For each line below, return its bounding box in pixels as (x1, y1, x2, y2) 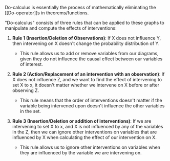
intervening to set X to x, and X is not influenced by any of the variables (12, 124, 163, 129)
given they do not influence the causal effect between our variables (19, 56, 163, 62)
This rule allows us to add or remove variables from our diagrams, (19, 51, 159, 56)
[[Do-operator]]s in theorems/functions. (5, 10, 89, 16)
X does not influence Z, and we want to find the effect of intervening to (12, 77, 162, 82)
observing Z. (12, 87, 39, 94)
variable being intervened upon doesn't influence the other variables (19, 103, 165, 109)
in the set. (19, 108, 41, 114)
